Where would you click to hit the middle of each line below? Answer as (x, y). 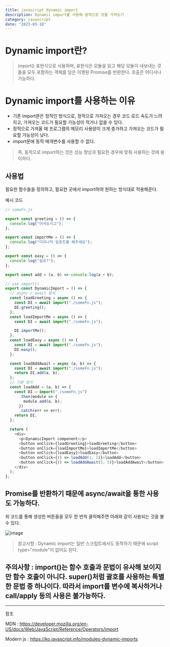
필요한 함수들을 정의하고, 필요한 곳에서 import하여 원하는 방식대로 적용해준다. (81, 189)
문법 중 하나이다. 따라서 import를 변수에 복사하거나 (88, 586)
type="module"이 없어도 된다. (48, 549)
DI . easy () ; (26, 349)
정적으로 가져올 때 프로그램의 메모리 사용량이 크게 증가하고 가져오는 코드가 (86, 129)
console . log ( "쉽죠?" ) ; (33, 261)
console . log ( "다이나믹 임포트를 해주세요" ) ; (51, 242)
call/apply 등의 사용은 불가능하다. (55, 595)
